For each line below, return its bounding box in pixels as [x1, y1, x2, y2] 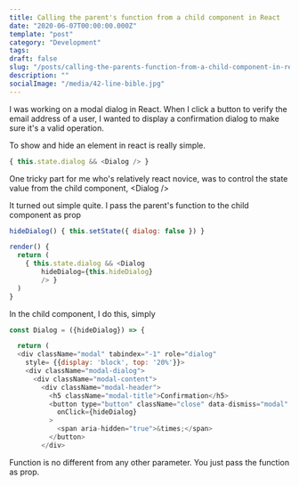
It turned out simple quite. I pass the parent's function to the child [9, 199, 249, 210]
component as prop [9, 209, 82, 220]
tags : [9, 46, 29, 55]
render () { [9, 242, 50, 252]
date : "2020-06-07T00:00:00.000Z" [9, 21, 138, 30]
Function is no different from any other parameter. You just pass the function [9, 457, 290, 467]
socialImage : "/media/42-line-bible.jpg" [9, 79, 166, 88]
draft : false [9, 54, 58, 63]
